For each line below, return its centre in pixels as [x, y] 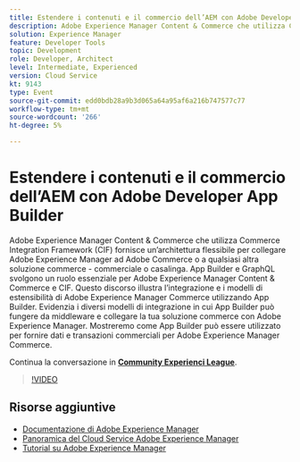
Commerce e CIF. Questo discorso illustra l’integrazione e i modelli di [136, 288]
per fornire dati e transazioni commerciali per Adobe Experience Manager [145, 335]
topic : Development [46, 51]
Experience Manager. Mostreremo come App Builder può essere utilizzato [145, 325]
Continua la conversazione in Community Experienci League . [123, 362]
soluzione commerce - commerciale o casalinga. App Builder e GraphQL [142, 268]
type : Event [31, 92]
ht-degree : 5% [36, 126]
